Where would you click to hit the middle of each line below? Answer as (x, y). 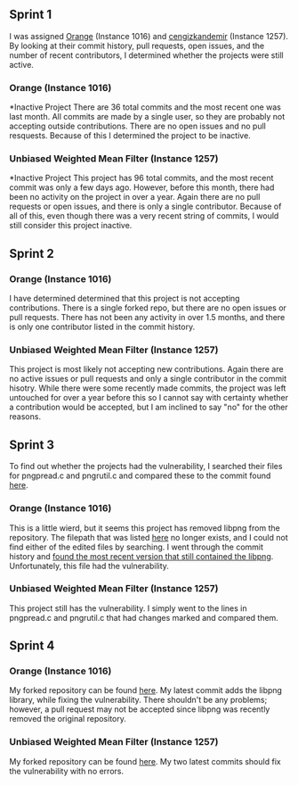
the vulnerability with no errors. (67, 771)
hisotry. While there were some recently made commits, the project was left (148, 388)
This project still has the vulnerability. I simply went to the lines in (128, 608)
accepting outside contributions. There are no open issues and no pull (138, 126)
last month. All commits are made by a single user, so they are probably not (147, 117)
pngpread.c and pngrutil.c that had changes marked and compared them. (144, 617)
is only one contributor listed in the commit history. (102, 327)
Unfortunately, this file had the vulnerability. (89, 566)
